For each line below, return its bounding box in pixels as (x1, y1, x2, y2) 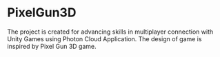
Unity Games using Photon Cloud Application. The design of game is (7, 34, 202, 43)
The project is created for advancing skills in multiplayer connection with (7, 27, 214, 36)
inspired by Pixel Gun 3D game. (7, 42, 97, 50)
